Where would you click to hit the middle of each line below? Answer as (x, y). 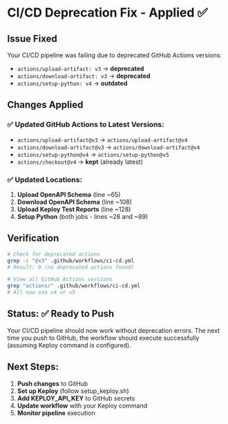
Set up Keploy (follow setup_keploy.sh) (73, 391)
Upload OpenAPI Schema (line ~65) (69, 194)
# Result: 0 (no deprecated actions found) (71, 267)
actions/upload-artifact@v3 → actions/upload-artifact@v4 (102, 139)
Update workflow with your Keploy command (82, 405)
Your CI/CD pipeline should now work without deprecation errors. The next (113, 330)
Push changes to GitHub (53, 383)
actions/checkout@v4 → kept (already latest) (80, 162)
